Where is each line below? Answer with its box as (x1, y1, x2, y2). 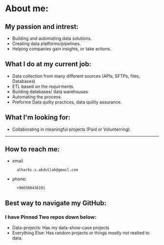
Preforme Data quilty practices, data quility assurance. (12, 99, 122, 105)
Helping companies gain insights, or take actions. (12, 46, 111, 51)
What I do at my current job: (5, 60, 92, 69)
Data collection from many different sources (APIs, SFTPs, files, (12, 73, 140, 79)
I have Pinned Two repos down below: (5, 214, 97, 220)
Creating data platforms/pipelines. (12, 41, 81, 47)
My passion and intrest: (5, 23, 79, 31)
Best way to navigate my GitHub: (5, 199, 106, 207)
